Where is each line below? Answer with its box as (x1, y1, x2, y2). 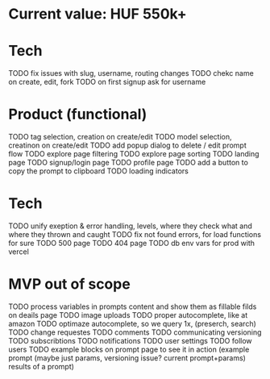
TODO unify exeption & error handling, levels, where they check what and (8, 221, 252, 231)
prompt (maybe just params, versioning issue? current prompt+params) (8, 352, 246, 363)
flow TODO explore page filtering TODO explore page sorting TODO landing (8, 149, 260, 159)
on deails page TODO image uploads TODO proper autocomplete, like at (8, 310, 248, 319)
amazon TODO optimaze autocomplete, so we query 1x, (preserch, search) (8, 319, 256, 328)
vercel (8, 247, 30, 256)
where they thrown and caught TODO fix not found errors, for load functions (8, 230, 262, 239)
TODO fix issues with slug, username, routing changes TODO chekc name (8, 69, 254, 78)
